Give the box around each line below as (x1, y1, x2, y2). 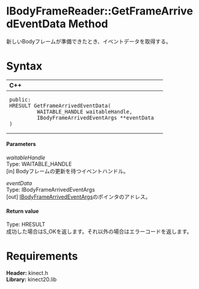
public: (9, 96, 31, 103)
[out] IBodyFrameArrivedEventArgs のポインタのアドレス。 (6, 193, 152, 200)
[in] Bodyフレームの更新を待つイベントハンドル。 (6, 168, 129, 175)
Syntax (6, 59, 43, 73)
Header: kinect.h (6, 270, 48, 277)
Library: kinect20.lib (6, 276, 57, 283)
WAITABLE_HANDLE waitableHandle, (37, 108, 133, 115)
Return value (6, 207, 39, 215)
